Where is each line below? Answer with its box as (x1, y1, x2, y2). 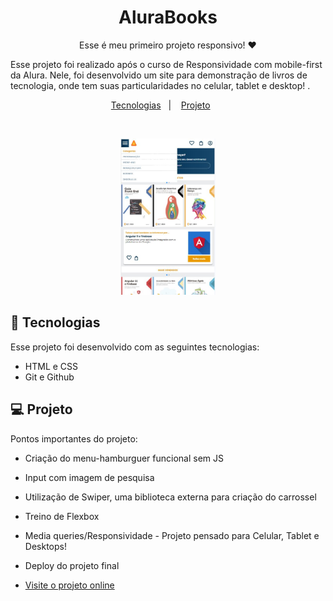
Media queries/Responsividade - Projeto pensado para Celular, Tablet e (24, 529, 320, 541)
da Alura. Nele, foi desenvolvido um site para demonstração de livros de (10, 69, 308, 81)
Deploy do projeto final (24, 559, 120, 571)
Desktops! (24, 540, 67, 552)
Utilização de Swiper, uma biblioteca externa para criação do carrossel (24, 491, 317, 503)
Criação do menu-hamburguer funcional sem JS (24, 452, 225, 464)
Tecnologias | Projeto (110, 99, 211, 111)
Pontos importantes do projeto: (10, 432, 138, 445)
